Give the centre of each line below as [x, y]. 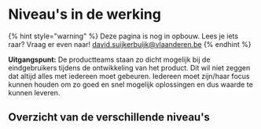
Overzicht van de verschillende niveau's [109, 118]
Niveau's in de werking [85, 14]
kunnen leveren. [34, 92]
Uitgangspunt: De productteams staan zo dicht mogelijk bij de [109, 59]
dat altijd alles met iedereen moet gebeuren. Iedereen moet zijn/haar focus [129, 76]
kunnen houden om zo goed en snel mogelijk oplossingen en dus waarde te [130, 84]
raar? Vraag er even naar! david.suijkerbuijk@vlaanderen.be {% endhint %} [130, 44]
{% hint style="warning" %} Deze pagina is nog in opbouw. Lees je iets [123, 36]
